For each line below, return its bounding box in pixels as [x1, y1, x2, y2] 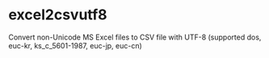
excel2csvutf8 [8, 6, 107, 24]
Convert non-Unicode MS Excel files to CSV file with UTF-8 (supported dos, [8, 32, 262, 42]
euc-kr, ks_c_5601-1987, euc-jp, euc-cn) [8, 40, 143, 50]
